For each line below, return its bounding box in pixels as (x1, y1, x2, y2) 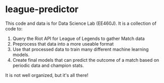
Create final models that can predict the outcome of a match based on (12, 57, 159, 63)
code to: (5, 25, 23, 31)
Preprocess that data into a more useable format (12, 40, 114, 47)
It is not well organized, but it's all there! (5, 72, 89, 78)
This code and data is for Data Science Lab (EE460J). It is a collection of (5, 20, 157, 26)
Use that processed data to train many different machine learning (12, 46, 149, 52)
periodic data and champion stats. (12, 62, 84, 68)
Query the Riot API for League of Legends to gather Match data (12, 35, 145, 41)
